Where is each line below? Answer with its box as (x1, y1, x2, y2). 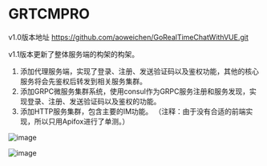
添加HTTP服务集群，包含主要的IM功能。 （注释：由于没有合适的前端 (19, 106, 246, 116)
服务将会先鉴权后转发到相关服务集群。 (19, 76, 147, 86)
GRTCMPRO (8, 5, 91, 23)
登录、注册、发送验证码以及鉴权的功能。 (26, 96, 161, 106)
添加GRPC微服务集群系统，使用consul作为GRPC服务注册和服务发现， (19, 86, 250, 96)
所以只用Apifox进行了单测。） (34, 116, 130, 126)
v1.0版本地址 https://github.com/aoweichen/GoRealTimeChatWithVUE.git (8, 32, 249, 42)
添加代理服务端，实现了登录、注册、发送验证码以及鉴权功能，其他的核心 (19, 66, 259, 76)
